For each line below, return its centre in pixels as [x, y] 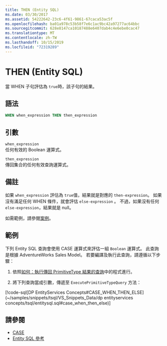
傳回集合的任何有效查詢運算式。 [38, 165]
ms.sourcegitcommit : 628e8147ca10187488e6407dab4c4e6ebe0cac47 [72, 29]
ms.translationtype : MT [30, 33]
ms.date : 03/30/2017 [27, 15]
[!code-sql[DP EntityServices [35, 292]
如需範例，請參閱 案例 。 [29, 218]
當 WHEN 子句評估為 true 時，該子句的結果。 [51, 86]
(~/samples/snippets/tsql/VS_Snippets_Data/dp [54, 297]
